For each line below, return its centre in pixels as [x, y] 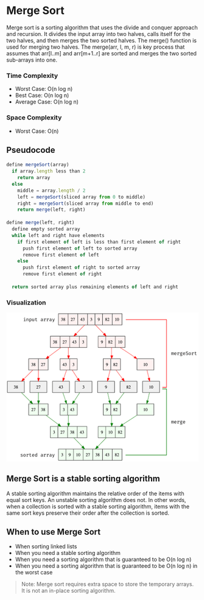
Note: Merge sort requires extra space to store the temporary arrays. [107, 584]
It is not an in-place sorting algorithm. [68, 591]
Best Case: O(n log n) [42, 96]
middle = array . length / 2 [51, 190]
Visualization [26, 302]
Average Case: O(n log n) [47, 102]
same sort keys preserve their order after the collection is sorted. [88, 513]
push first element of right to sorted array [81, 268]
